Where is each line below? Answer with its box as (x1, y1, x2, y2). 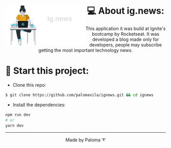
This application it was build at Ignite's (85, 25, 166, 32)
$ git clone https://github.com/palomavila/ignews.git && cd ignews (5, 92, 154, 97)
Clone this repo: (12, 82, 46, 88)
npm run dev (5, 112, 31, 117)
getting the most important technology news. (38, 47, 133, 53)
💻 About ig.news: (87, 5, 164, 17)
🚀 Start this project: (5, 65, 89, 77)
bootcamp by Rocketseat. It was (92, 31, 159, 37)
